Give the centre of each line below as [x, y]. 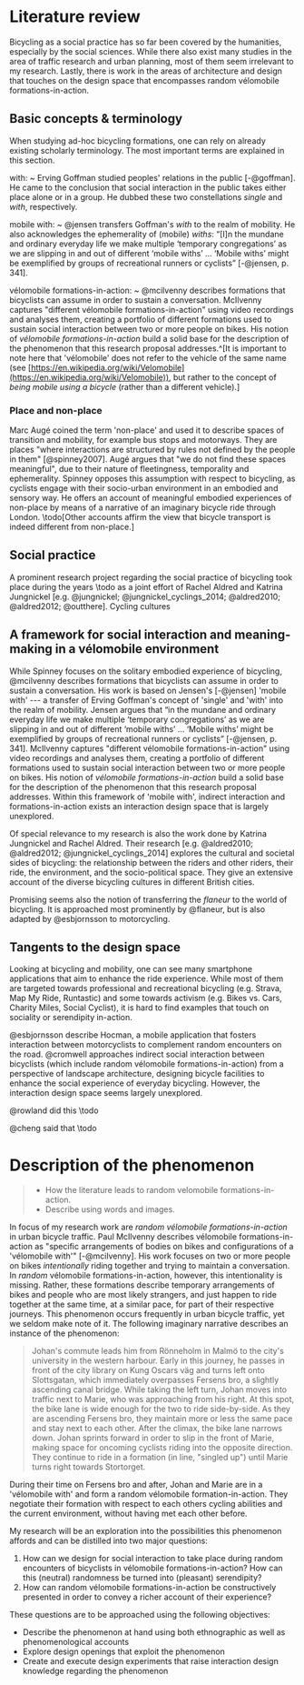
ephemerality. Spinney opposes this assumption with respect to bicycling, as [152, 478]
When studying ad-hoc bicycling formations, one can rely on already [137, 140]
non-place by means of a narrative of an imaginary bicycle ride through [143, 507]
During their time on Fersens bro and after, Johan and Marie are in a [136, 1485]
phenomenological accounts [76, 1642]
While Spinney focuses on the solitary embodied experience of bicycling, [146, 671]
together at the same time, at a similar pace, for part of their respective [142, 1304]
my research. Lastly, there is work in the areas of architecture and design [146, 71]
